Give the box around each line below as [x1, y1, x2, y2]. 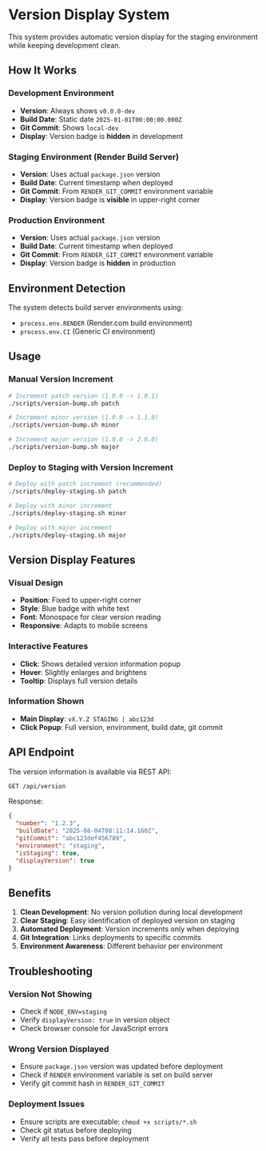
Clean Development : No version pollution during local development [19, 907, 243, 917]
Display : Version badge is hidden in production [19, 258, 177, 268]
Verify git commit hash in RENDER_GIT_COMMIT [19, 1078, 165, 1088]
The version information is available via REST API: [8, 767, 172, 776]
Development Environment [8, 88, 114, 99]
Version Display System [8, 6, 170, 24]
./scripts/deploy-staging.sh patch [8, 487, 127, 496]
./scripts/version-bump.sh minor [8, 421, 120, 429]
